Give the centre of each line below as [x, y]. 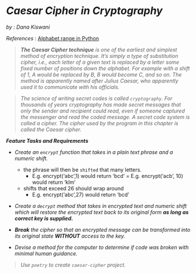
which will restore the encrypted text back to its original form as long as [102, 212]
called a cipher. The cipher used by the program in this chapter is [99, 123]
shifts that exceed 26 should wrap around [73, 188]
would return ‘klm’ [54, 182]
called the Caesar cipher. [51, 129]
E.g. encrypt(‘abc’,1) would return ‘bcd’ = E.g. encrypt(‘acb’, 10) [107, 176]
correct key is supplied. [44, 218]
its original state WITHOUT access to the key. [70, 236]
